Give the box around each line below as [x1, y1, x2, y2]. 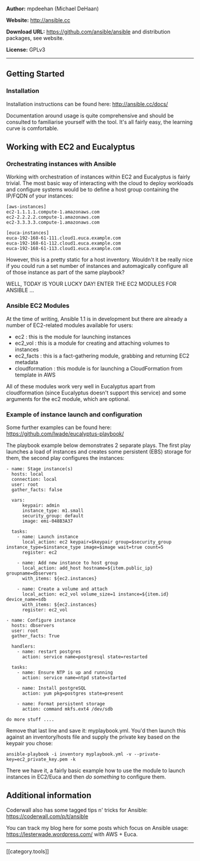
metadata [14, 358, 39, 366]
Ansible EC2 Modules [6, 301, 70, 310]
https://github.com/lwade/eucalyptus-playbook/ [6, 430, 124, 437]
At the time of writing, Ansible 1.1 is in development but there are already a [6, 315, 187, 322]
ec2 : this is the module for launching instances [14, 333, 131, 340]
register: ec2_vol [21, 607, 68, 613]
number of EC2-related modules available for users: [6, 322, 133, 329]
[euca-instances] [6, 230, 49, 236]
